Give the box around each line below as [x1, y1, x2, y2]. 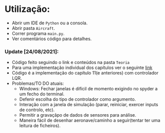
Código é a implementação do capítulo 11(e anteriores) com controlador [11, 70, 159, 76]
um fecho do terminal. [19, 91, 65, 97]
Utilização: [4, 3, 50, 15]
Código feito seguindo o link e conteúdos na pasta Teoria [11, 60, 130, 66]
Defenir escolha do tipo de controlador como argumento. [19, 96, 136, 102]
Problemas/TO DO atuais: [11, 80, 64, 86]
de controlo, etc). [19, 107, 55, 113]
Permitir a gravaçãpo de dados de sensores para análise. [19, 112, 137, 118]
